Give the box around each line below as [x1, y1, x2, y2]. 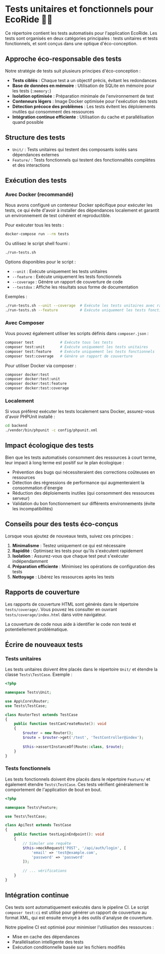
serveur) [12, 495, 30, 501]
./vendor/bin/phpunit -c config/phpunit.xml [5, 428, 98, 433]
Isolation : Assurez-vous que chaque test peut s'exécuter [12, 553, 129, 559]
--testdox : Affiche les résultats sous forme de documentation [12, 284, 138, 290]
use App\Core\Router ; [5, 699, 50, 703]
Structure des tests [5, 134, 65, 142]
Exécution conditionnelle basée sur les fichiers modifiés [12, 944, 125, 950]
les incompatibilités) [12, 505, 53, 511]
